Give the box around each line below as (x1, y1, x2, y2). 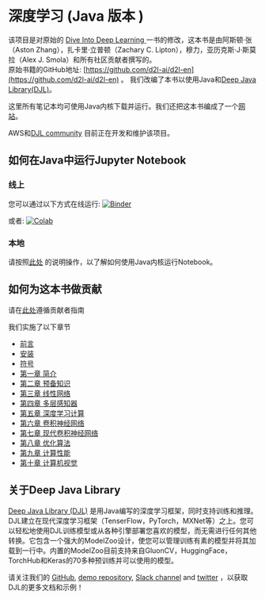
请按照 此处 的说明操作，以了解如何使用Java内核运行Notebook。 (8, 257, 218, 267)
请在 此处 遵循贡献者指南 (8, 305, 85, 314)
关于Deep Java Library (8, 483, 121, 497)
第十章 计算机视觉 (19, 458, 78, 467)
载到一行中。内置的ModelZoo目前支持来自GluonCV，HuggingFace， (8, 545, 232, 555)
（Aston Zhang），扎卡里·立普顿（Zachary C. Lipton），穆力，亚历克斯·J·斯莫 (8, 44, 257, 54)
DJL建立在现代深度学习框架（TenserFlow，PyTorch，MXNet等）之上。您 (8, 516, 248, 525)
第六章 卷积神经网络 (19, 418, 85, 428)
